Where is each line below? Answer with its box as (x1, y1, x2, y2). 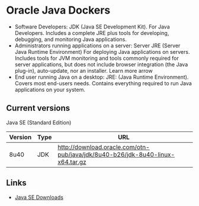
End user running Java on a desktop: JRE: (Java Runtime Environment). (14, 73, 189, 81)
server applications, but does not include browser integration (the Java (14, 60, 188, 68)
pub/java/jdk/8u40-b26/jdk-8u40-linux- (57, 150, 175, 159)
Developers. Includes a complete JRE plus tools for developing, (14, 29, 169, 36)
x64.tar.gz (57, 157, 87, 166)
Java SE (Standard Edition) (6, 119, 72, 126)
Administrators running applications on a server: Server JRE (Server (14, 42, 181, 49)
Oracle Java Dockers (6, 4, 111, 17)
